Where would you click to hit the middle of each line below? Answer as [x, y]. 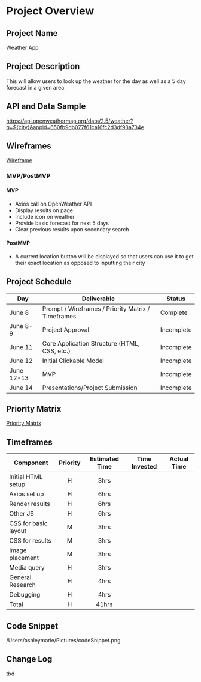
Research [22, 585]
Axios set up [27, 494]
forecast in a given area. [36, 87]
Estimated [104, 459]
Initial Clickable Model [73, 361]
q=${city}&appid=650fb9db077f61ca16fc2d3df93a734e [75, 127]
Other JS [22, 514]
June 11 [21, 347]
